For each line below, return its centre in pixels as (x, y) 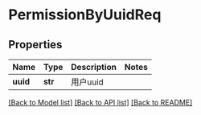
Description (94, 67)
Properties (35, 45)
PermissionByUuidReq (85, 15)
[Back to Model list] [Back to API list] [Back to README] (100, 103)
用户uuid (88, 82)
